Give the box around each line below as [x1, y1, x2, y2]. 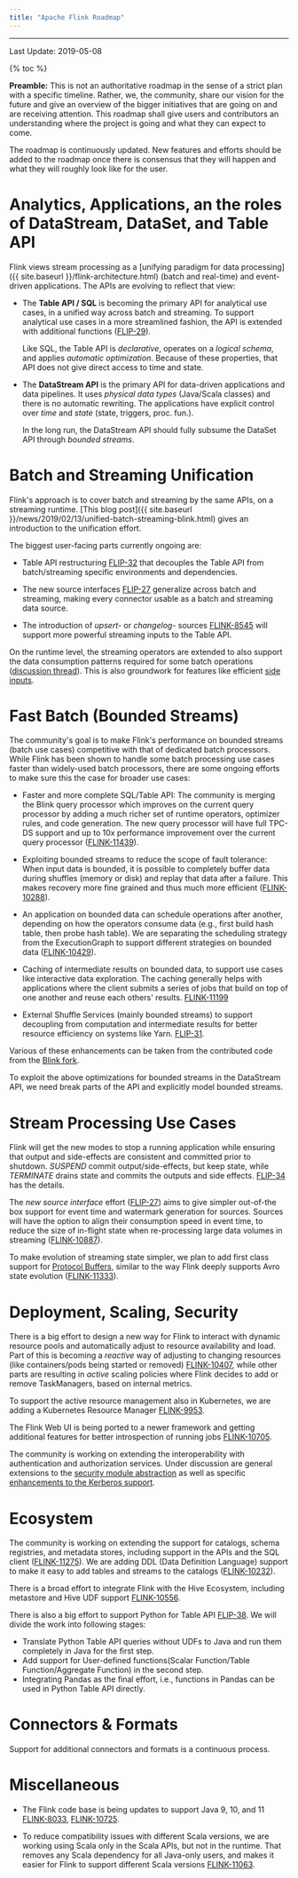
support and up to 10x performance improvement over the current [35, 827, 276, 839]
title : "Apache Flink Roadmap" [9, 12, 125, 22]
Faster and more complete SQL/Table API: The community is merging [21, 790, 276, 801]
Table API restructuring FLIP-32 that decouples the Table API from [21, 556, 264, 568]
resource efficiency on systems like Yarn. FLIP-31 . [21, 1029, 205, 1039]
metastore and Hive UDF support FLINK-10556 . [9, 1592, 181, 1603]
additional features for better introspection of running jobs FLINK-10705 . [9, 1432, 272, 1442]
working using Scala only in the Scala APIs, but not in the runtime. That [21, 1841, 282, 1851]
